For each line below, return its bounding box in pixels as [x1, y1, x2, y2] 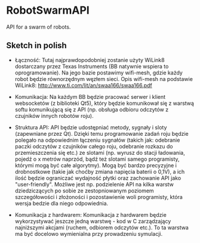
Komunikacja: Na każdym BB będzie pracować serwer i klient [14, 93, 166, 100]
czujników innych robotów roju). [14, 112, 94, 119]
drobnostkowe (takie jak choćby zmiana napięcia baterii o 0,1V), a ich [14, 168, 185, 175]
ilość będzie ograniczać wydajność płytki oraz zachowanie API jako [14, 174, 181, 182]
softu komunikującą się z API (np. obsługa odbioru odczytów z [14, 105, 169, 113]
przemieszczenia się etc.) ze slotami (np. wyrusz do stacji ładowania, [14, 149, 185, 156]
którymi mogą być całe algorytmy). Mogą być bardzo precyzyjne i [14, 161, 177, 169]
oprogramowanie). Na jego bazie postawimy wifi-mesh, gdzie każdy [14, 69, 183, 76]
